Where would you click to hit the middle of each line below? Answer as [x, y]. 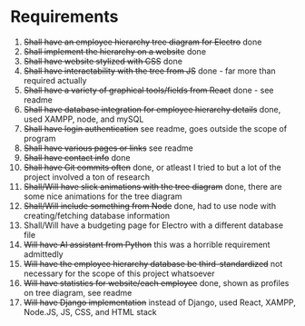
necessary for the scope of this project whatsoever [119, 273]
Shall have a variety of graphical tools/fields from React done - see [148, 90]
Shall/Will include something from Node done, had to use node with [149, 205]
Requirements [64, 17]
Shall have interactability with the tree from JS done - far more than [149, 71]
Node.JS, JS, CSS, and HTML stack [90, 311]
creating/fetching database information [97, 215]
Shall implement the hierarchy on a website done [115, 51]
